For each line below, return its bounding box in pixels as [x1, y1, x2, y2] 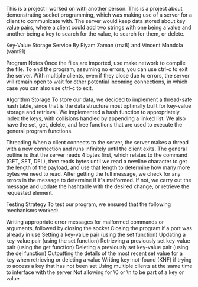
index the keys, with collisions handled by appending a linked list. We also [6, 115, 186, 122]
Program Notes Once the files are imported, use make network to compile [6, 59, 186, 66]
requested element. [6, 189, 54, 196]
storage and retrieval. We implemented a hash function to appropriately [6, 109, 180, 115]
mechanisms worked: [6, 207, 59, 214]
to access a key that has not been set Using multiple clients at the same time [6, 263, 193, 269]
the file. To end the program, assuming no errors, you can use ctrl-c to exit [6, 66, 188, 73]
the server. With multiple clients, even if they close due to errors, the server [6, 72, 190, 79]
